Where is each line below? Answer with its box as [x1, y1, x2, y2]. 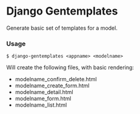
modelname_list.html [15, 101, 67, 109]
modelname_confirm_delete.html [15, 76, 97, 83]
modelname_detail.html [15, 89, 74, 96]
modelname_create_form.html [15, 82, 90, 89]
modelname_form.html [15, 95, 72, 102]
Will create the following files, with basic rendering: [6, 64, 135, 71]
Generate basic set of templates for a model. [6, 24, 118, 32]
